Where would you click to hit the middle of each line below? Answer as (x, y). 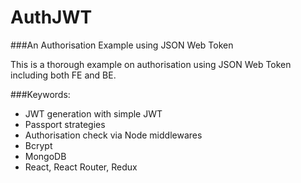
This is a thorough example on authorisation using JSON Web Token (151, 64)
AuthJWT (51, 17)
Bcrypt (38, 145)
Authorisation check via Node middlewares (113, 135)
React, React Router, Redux (81, 167)
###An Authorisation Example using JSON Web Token (122, 45)
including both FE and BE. (63, 75)
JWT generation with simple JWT (93, 113)
